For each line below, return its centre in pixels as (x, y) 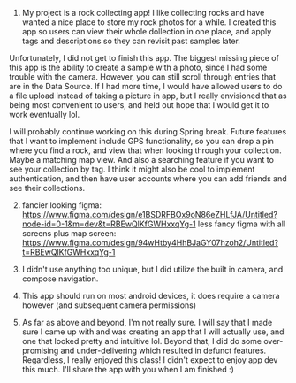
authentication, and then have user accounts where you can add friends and (148, 179)
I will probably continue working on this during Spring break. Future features (148, 131)
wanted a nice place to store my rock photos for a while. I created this (149, 22)
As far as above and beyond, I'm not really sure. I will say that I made (147, 322)
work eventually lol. (45, 115)
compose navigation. (60, 279)
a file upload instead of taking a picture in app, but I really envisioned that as (148, 96)
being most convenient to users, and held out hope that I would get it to (139, 105)
